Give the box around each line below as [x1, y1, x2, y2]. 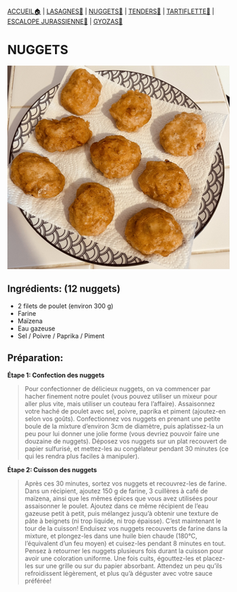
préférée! [24, 576, 51, 585]
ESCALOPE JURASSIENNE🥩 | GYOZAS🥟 [7, 18, 123, 25]
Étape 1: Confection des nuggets [7, 371, 105, 379]
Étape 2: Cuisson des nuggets [7, 465, 97, 474]
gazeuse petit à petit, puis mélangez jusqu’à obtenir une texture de [24, 509, 219, 517]
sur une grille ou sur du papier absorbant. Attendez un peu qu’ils [35, 561, 223, 570]
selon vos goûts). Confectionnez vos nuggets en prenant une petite [24, 414, 221, 423]
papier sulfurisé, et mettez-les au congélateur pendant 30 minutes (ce [24, 444, 229, 452]
